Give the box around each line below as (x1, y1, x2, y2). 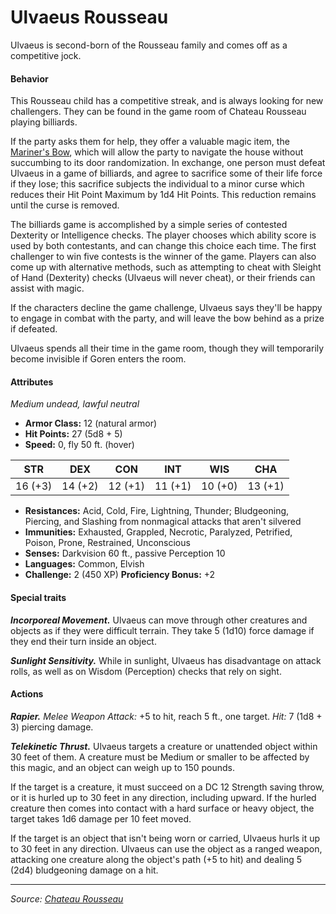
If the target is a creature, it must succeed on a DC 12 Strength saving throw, (10, 781, 325, 793)
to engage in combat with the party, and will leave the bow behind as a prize (10, 312, 325, 325)
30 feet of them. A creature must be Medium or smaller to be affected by (10, 751, 310, 763)
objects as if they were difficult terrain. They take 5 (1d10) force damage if (10, 624, 315, 636)
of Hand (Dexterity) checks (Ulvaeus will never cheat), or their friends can (10, 272, 316, 284)
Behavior (10, 72, 49, 85)
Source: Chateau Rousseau (10, 892, 124, 905)
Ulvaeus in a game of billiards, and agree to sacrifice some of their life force (10, 167, 323, 180)
